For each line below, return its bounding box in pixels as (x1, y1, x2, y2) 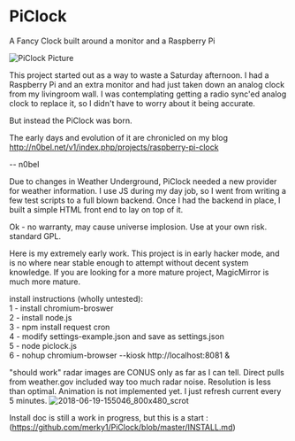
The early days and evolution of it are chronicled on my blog (9, 132, 228, 143)
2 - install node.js (9, 312, 72, 322)
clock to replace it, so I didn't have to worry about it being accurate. (9, 97, 256, 108)
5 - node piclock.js (9, 340, 78, 351)
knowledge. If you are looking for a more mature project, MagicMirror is (9, 267, 269, 277)
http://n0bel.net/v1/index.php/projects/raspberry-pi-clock (9, 142, 219, 152)
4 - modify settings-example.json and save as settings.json (9, 330, 225, 342)
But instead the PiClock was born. (9, 115, 132, 126)
